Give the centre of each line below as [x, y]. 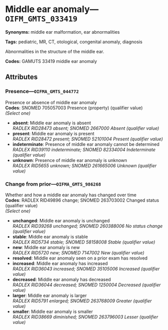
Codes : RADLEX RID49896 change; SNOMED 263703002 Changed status [82, 200]
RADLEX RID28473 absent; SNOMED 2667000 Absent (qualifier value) [86, 128]
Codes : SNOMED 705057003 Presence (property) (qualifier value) [74, 108]
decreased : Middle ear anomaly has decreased [62, 279]
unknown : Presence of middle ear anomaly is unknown [70, 160]
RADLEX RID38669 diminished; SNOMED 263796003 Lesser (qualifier [85, 317]
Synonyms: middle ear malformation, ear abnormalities [62, 32]
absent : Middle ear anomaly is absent [52, 123]
